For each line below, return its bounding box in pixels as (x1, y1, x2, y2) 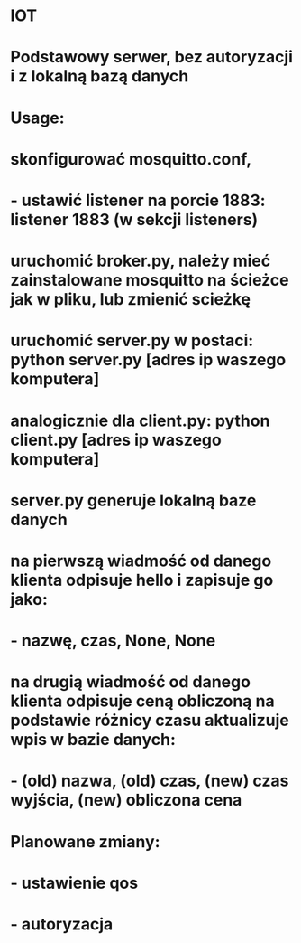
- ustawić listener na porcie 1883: (10, 190, 266, 211)
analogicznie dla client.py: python (10, 410, 270, 430)
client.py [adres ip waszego (10, 429, 222, 450)
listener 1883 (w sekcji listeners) (10, 209, 259, 230)
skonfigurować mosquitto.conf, (10, 148, 252, 169)
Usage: (10, 108, 66, 127)
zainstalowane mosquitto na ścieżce (10, 270, 289, 290)
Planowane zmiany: (10, 831, 160, 852)
